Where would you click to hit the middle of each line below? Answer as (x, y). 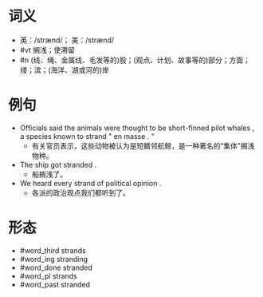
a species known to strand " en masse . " (87, 136)
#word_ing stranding (54, 259)
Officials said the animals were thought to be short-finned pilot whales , (137, 128)
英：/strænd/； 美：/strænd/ (67, 40)
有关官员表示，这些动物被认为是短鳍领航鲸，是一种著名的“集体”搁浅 (143, 145)
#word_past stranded (55, 284)
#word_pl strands (48, 275)
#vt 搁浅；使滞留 (47, 49)
